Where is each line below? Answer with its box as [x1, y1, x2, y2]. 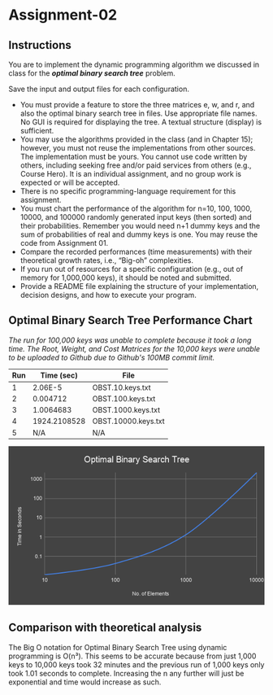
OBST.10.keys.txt [92, 382, 152, 392]
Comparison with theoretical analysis [8, 621, 202, 635]
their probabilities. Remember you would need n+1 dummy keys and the [19, 221, 261, 230]
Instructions [8, 38, 71, 52]
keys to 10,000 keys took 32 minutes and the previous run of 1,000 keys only [8, 659, 265, 669]
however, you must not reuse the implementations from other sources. [19, 143, 256, 152]
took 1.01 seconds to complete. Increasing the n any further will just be [8, 668, 245, 678]
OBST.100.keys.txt [92, 393, 156, 404]
